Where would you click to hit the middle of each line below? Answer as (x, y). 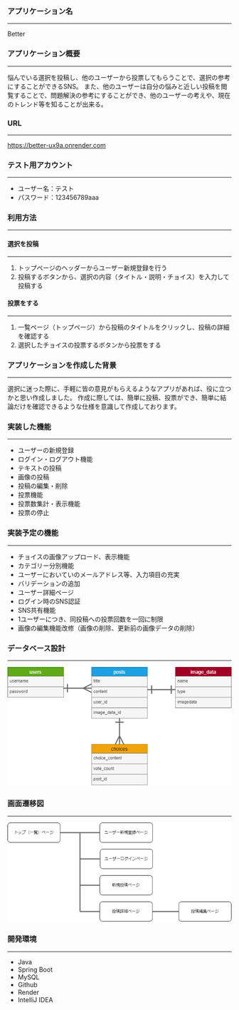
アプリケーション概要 (44, 53)
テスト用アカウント (40, 165)
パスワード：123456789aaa (58, 198)
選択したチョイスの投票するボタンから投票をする (89, 345)
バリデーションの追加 (49, 583)
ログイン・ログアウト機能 (55, 459)
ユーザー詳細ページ (46, 592)
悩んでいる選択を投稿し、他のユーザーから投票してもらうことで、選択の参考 (119, 77)
